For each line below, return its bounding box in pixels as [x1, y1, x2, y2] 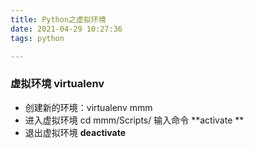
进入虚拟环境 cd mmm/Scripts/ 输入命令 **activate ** [24, 114, 245, 126]
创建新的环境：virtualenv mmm [24, 101, 153, 113]
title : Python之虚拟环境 [10, 14, 107, 25]
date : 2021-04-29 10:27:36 [10, 24, 123, 34]
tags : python [10, 33, 65, 43]
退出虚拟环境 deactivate [24, 126, 127, 138]
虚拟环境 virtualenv [10, 77, 105, 91]
